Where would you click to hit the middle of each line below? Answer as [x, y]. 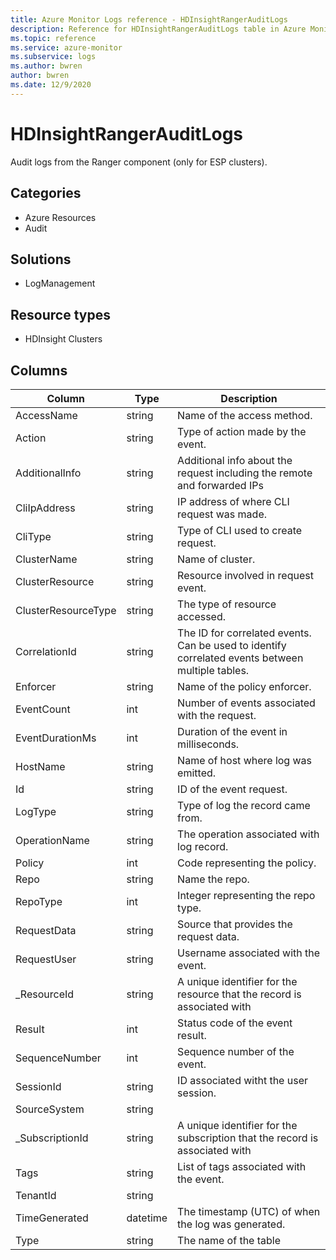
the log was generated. [231, 1224]
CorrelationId [46, 651]
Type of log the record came [244, 805]
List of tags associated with [242, 1166]
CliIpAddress [45, 508]
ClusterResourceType [66, 610]
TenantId [36, 1195]
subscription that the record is [248, 1138]
